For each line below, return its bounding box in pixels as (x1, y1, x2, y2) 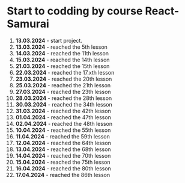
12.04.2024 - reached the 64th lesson (15, 139, 112, 146)
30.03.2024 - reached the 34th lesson (15, 101, 113, 108)
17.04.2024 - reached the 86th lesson (15, 171, 111, 178)
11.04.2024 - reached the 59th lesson (15, 132, 110, 140)
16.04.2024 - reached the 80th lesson (15, 164, 112, 172)
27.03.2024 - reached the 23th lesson (15, 88, 111, 95)
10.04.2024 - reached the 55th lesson (15, 126, 111, 134)
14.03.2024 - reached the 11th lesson (15, 49, 109, 57)
